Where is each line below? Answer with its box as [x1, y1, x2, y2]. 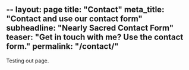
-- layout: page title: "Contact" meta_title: [6, 5, 165, 15]
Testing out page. [6, 57, 49, 64]
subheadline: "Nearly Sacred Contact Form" [6, 23, 174, 33]
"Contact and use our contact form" [6, 14, 143, 24]
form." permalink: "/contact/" [6, 41, 119, 52]
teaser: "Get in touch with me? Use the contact [6, 32, 184, 42]
